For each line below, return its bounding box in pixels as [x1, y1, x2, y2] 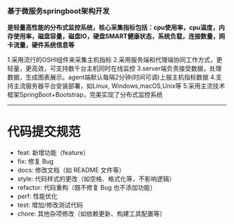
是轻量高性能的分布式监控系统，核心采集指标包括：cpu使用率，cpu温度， [7, 23, 219, 32]
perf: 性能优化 [17, 192, 58, 200]
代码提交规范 [7, 124, 81, 140]
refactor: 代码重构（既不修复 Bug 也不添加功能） [17, 184, 157, 192]
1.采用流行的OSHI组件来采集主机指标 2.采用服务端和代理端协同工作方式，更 [7, 56, 223, 64]
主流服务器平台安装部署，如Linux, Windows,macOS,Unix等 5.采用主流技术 [13, 82, 225, 90]
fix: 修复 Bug [17, 157, 54, 165]
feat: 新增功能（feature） [17, 149, 90, 157]
